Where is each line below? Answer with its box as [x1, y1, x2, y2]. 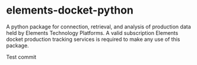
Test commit [6, 53, 37, 60]
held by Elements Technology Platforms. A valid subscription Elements [6, 29, 179, 36]
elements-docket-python [6, 4, 134, 17]
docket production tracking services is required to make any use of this [6, 35, 180, 43]
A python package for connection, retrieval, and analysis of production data [6, 23, 191, 30]
